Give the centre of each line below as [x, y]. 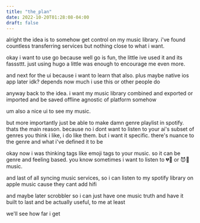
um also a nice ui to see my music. [49, 112]
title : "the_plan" [29, 12]
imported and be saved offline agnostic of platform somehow [81, 100]
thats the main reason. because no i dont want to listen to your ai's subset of [100, 129]
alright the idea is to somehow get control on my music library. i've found [96, 40]
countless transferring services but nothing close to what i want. [85, 46]
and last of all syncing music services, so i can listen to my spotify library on [100, 178]
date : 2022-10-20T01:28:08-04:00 [48, 17]
